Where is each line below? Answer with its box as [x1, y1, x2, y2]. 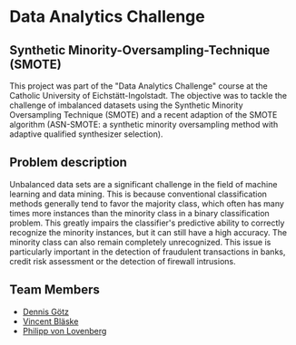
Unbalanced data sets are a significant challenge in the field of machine [9, 178, 278, 189]
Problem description [9, 155, 127, 170]
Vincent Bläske [22, 315, 79, 327]
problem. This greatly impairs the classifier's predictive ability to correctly [9, 217, 285, 228]
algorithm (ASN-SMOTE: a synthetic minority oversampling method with [9, 120, 279, 129]
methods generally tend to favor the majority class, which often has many [9, 197, 284, 209]
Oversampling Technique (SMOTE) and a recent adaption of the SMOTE [9, 110, 278, 120]
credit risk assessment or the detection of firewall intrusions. [9, 255, 236, 266]
